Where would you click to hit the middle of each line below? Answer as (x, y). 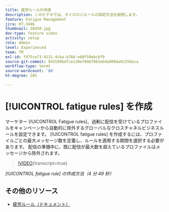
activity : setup (22, 38)
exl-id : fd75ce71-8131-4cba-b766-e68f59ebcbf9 (55, 57)
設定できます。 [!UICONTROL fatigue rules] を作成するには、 (81, 134)
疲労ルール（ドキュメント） (41, 204)
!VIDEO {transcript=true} (43, 163)
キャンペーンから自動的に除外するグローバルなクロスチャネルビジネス (87, 128)
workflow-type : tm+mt (28, 66)
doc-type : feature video (31, 33)
